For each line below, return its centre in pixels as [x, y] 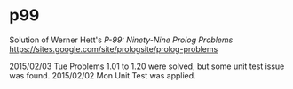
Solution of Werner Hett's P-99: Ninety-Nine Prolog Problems [121, 40]
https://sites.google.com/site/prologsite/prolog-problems [114, 48]
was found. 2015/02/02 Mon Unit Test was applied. [103, 75]
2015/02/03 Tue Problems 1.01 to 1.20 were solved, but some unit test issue [147, 66]
